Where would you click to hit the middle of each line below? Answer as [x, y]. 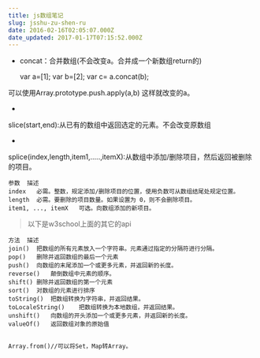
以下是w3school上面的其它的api [79, 224]
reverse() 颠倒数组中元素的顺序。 [62, 274]
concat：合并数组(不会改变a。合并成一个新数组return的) [111, 61]
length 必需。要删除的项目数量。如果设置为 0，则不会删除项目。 [102, 200]
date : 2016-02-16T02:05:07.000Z [61, 30]
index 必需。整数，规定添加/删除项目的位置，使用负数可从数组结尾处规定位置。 [124, 192]
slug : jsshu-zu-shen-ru [47, 23]
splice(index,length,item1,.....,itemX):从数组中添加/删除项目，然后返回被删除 [130, 157]
